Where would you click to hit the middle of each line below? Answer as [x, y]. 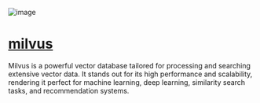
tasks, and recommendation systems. [69, 90]
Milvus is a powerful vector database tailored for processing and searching [130, 65]
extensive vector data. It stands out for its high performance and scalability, [130, 74]
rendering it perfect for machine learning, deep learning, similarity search [127, 82]
